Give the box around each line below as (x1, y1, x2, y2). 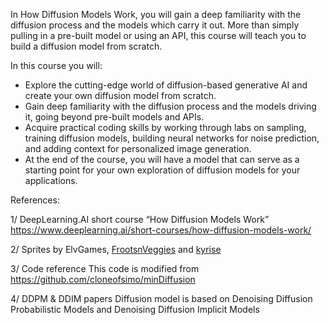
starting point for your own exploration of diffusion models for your (24, 164, 301, 176)
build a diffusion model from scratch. (10, 40, 163, 52)
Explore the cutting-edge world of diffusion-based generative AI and (24, 79, 308, 91)
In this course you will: (10, 60, 103, 71)
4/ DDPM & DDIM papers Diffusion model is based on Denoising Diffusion (10, 293, 313, 304)
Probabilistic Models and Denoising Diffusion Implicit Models (10, 304, 260, 315)
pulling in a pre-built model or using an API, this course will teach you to (10, 30, 307, 41)
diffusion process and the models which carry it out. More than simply (10, 19, 300, 31)
